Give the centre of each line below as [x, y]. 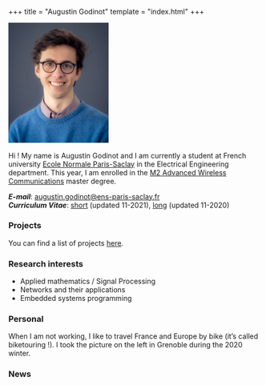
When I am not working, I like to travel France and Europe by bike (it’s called [133, 336]
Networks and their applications [73, 290]
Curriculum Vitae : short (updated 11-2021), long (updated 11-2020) [119, 205]
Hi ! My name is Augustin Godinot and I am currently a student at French [127, 155]
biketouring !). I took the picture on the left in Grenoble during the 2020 [125, 345]
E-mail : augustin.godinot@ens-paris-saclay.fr [84, 196]
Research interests [46, 263]
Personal [26, 319]
